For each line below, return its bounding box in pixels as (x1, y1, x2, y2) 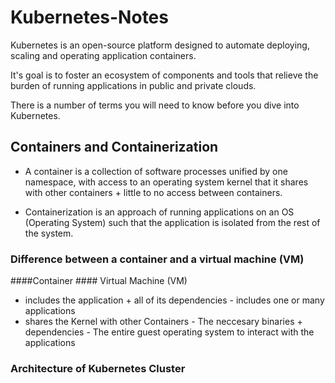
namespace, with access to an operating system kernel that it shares (24, 176, 309, 188)
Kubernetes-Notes (10, 6, 169, 29)
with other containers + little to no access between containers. (24, 186, 283, 198)
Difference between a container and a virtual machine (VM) (10, 252, 305, 266)
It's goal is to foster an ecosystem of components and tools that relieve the (10, 69, 319, 81)
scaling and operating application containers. (10, 49, 197, 61)
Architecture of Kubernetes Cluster (10, 361, 186, 375)
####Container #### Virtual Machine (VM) (10, 275, 188, 287)
